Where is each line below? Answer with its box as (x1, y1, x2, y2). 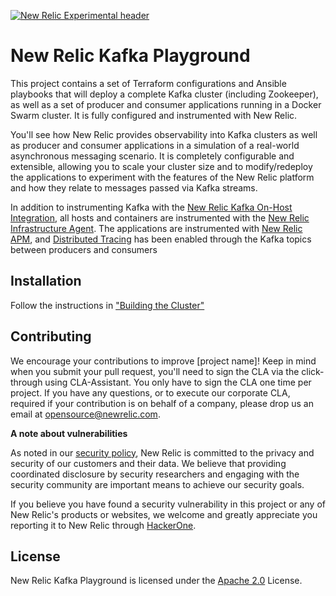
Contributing (10, 328, 92, 345)
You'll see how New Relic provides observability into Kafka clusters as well (10, 128, 318, 140)
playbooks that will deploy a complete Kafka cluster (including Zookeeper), (10, 88, 319, 100)
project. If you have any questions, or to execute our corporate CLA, (10, 386, 291, 399)
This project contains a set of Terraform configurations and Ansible (10, 77, 287, 89)
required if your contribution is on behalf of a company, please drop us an (10, 397, 315, 409)
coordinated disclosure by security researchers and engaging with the (10, 468, 300, 480)
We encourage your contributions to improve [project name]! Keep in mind (10, 355, 317, 367)
